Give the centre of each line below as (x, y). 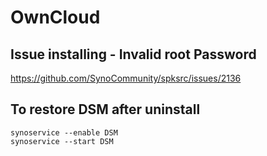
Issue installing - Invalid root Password (133, 54)
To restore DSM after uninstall (105, 109)
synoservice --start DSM (62, 141)
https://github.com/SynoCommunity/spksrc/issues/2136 (126, 78)
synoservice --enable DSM (64, 132)
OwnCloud (55, 17)
